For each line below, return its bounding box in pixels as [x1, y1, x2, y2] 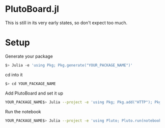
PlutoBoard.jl [5, 3, 59, 15]
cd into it [5, 71, 23, 77]
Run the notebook [5, 108, 41, 114]
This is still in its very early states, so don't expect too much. [5, 20, 128, 26]
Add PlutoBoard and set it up [5, 90, 63, 96]
